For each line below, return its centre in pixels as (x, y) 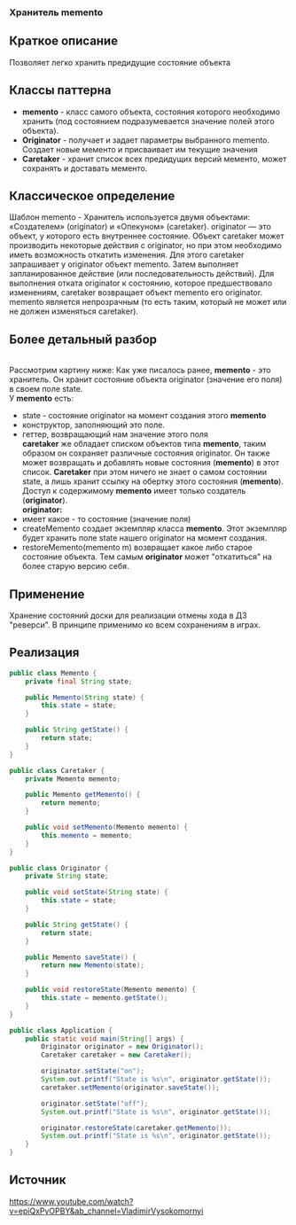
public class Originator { (59, 868)
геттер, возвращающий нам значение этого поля (115, 434)
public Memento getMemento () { (83, 795)
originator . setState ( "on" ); (93, 1071)
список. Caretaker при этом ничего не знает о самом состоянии (144, 472)
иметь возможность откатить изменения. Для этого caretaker (127, 255)
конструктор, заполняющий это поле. (93, 425)
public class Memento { (53, 673)
